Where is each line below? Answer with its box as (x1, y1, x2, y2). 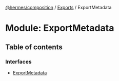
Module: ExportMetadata (5, 23, 114, 34)
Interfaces (5, 58, 32, 65)
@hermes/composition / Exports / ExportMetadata (5, 5, 112, 10)
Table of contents (5, 43, 63, 51)
